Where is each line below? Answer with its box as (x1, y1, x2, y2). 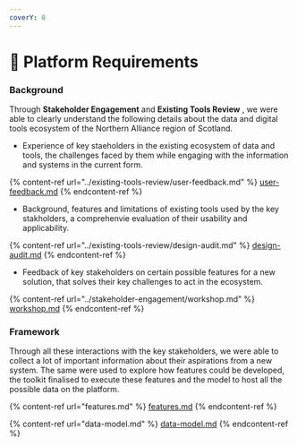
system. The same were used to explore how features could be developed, (9, 365, 284, 376)
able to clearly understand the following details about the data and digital (9, 114, 279, 124)
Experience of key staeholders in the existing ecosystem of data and (21, 141, 276, 151)
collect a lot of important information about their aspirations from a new (9, 356, 273, 366)
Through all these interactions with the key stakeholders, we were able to (9, 346, 279, 356)
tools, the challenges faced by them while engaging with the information (21, 150, 289, 161)
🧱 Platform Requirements (9, 51, 199, 72)
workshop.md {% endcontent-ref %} (9, 304, 145, 314)
